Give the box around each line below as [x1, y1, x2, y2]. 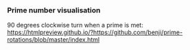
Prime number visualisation [7, 5, 101, 15]
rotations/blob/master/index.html [7, 36, 100, 44]
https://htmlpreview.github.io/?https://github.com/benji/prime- [7, 28, 183, 36]
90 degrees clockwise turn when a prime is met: [7, 21, 144, 29]
